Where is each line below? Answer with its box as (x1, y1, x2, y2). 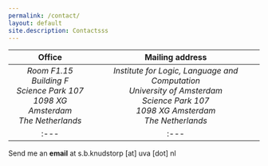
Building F (31, 75, 69, 86)
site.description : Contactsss (8, 26, 109, 34)
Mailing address (144, 52, 207, 63)
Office (37, 52, 62, 63)
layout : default (8, 19, 62, 27)
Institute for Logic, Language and (112, 65, 238, 77)
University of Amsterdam (128, 85, 223, 97)
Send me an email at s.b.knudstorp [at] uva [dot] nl (8, 148, 177, 158)
